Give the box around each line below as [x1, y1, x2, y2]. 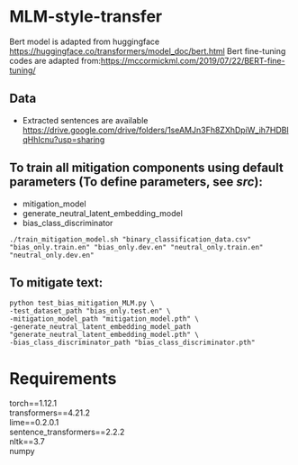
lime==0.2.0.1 [9, 417, 59, 428]
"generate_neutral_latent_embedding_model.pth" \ [9, 331, 200, 340]
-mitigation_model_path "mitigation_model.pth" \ [9, 315, 200, 324]
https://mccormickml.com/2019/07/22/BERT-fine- [100, 55, 285, 66]
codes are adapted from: [9, 55, 102, 66]
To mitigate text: [9, 275, 104, 290]
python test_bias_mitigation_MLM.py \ [9, 299, 155, 308]
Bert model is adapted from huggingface [9, 36, 160, 47]
